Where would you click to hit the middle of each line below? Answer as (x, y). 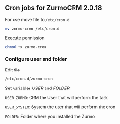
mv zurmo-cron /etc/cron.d (32, 29)
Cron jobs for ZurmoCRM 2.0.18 (53, 8)
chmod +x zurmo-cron (26, 47)
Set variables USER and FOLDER (37, 88)
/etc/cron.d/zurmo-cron (29, 79)
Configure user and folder (36, 59)
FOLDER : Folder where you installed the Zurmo (50, 116)
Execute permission (25, 38)
